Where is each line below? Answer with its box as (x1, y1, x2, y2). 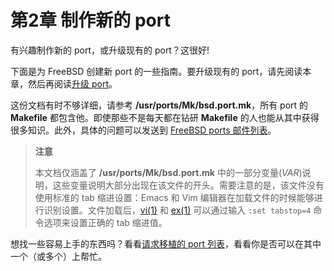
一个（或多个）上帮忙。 (10, 250, 107, 262)
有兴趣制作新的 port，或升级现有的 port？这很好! (10, 44, 210, 56)
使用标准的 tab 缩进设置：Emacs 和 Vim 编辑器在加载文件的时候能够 (34, 191, 315, 203)
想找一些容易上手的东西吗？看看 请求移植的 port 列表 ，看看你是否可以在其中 (10, 237, 322, 250)
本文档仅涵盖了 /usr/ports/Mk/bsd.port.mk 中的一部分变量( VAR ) (34, 166, 303, 178)
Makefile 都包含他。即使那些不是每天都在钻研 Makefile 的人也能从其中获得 (10, 111, 320, 123)
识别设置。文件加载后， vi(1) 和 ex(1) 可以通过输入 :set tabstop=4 (43, 204, 312, 216)
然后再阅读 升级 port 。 (27, 77, 118, 90)
